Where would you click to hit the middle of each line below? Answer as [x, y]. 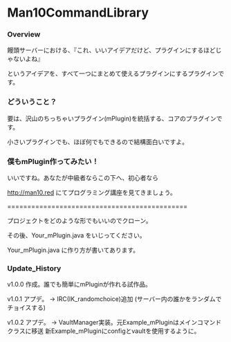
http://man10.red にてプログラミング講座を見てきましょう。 [92, 192]
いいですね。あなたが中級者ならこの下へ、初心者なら [83, 178]
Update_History [34, 268]
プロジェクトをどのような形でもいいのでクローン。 [80, 221]
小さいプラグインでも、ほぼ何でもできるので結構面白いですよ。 [98, 142]
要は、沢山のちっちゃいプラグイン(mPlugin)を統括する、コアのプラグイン [112, 118]
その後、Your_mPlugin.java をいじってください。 [76, 235]
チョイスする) [27, 308]
